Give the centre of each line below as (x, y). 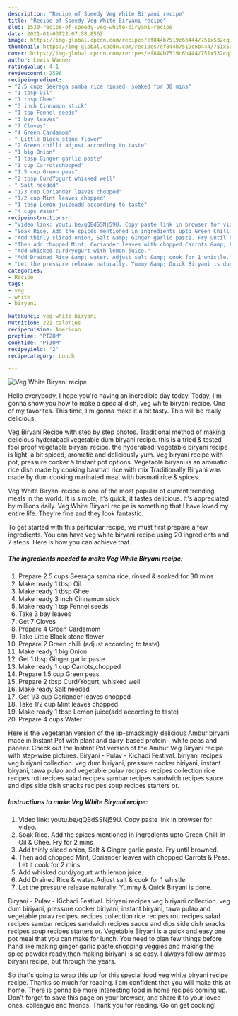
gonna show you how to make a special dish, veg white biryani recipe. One (117, 404)
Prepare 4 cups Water (50, 719)
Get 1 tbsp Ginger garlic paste (61, 659)
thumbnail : (24, 47)
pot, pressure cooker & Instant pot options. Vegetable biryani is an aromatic (118, 462)
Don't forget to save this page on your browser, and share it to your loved (114, 998)
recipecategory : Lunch (41, 356)
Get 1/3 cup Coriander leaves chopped (75, 697)
